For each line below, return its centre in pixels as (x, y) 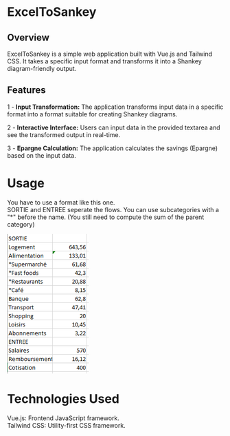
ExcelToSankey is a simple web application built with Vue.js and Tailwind (110, 54)
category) (21, 224)
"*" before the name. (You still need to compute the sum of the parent (106, 217)
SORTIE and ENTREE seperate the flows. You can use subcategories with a (113, 209)
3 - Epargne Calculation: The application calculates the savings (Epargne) (113, 148)
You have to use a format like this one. (61, 202)
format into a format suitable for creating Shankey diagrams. (92, 114)
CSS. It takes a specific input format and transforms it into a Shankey (105, 61)
